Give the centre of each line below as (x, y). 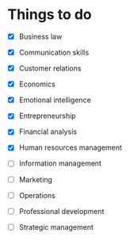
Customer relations (50, 68)
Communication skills (54, 52)
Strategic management (56, 227)
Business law (40, 36)
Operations (37, 195)
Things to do (50, 15)
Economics (37, 84)
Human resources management (70, 147)
